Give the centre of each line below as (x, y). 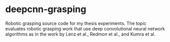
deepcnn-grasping (46, 9)
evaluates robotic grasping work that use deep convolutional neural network (85, 28)
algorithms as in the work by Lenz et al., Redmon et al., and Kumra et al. (80, 34)
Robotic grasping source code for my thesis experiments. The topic (76, 23)
